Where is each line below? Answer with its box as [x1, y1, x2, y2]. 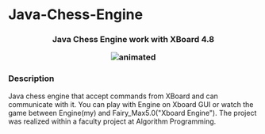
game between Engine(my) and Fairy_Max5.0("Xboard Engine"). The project [8, 108, 257, 117]
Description [8, 73, 55, 84]
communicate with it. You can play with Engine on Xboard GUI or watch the [8, 99, 254, 109]
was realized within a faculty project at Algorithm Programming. [8, 117, 217, 126]
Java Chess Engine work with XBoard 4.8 [52, 34, 215, 45]
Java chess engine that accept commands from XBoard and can [8, 91, 218, 101]
